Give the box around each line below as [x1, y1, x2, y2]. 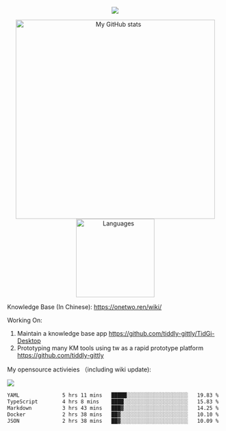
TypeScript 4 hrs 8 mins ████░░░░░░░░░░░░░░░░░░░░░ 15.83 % [7, 398, 219, 405]
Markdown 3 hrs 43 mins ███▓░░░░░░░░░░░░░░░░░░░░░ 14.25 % [7, 404, 219, 411]
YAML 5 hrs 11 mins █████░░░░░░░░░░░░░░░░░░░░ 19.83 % [7, 392, 219, 399]
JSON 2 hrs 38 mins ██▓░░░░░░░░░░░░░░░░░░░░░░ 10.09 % [7, 417, 219, 424]
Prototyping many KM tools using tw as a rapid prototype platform [16, 344, 204, 352]
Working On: [7, 316, 42, 324]
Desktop [16, 336, 41, 345]
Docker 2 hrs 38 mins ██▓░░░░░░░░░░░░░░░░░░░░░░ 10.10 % [7, 411, 219, 418]
